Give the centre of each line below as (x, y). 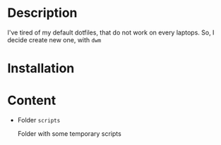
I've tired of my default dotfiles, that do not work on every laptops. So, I (111, 32)
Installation (41, 69)
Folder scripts (39, 120)
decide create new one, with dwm (54, 39)
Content (32, 101)
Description (42, 13)
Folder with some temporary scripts (69, 134)
